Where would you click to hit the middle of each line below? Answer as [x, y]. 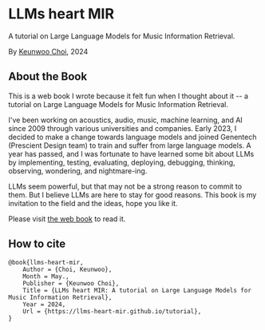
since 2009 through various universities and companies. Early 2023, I [123, 128]
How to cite [37, 244]
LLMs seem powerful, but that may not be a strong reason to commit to [125, 186]
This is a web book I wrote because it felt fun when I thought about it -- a [129, 96]
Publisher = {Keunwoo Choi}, [71, 283]
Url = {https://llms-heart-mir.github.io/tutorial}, [112, 311]
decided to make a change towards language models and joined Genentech [132, 137]
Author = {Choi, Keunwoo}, [67, 269]
